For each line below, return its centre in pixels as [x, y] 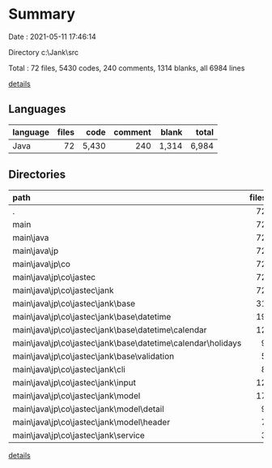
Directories [37, 175]
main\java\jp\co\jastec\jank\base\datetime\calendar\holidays [127, 343]
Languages [37, 109]
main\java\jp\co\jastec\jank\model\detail [88, 409]
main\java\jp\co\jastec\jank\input [74, 382]
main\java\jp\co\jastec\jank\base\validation [93, 356]
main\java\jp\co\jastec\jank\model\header [91, 422]
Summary [42, 14]
